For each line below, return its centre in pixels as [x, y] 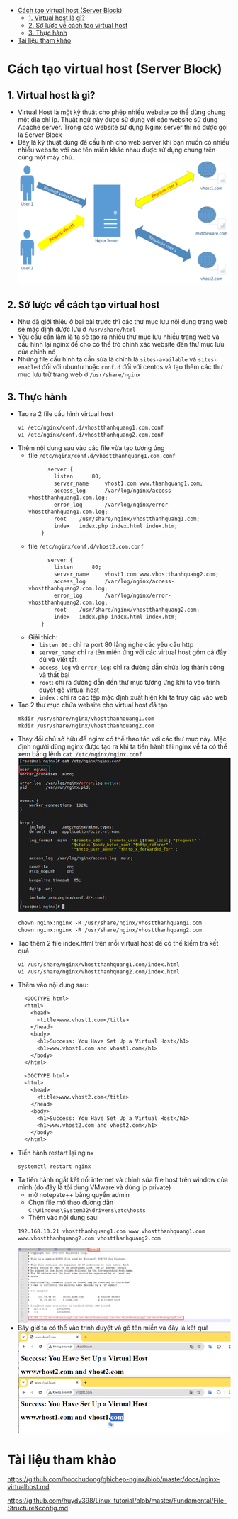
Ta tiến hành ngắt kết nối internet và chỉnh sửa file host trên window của [123, 1180]
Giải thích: [43, 637]
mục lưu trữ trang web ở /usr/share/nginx [79, 374]
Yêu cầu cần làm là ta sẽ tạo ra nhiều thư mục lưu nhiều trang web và [118, 337]
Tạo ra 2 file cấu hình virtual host [66, 414]
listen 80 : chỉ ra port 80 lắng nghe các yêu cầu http [116, 645]
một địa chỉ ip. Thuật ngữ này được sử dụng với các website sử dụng [118, 119]
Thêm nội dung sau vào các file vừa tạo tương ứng [91, 448]
